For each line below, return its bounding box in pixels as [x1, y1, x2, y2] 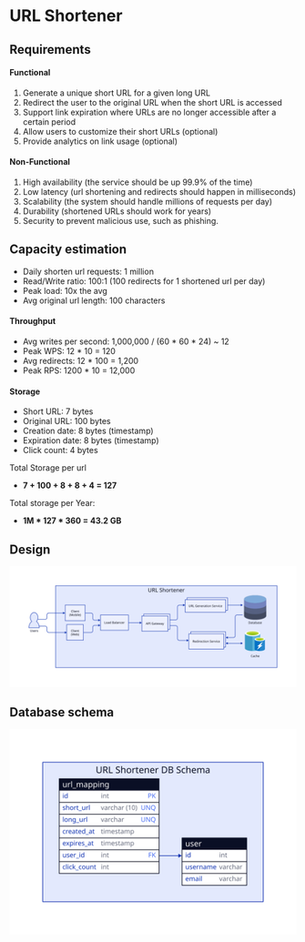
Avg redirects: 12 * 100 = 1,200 [22, 356, 139, 366]
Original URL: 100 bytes [22, 416, 111, 427]
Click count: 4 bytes [22, 445, 98, 456]
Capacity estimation [9, 242, 127, 258]
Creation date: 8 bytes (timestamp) [22, 425, 154, 437]
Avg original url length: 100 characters [22, 295, 166, 306]
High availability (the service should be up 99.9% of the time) [22, 177, 253, 187]
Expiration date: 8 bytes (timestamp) [22, 435, 159, 446]
